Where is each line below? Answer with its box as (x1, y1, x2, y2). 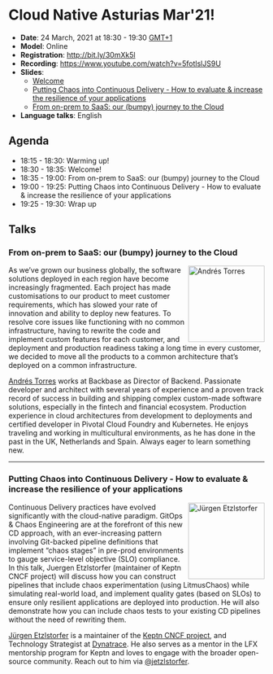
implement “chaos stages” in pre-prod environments (8, 545, 184, 555)
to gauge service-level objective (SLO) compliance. (8, 554, 180, 563)
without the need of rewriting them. (8, 615, 127, 624)
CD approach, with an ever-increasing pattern (8, 527, 162, 538)
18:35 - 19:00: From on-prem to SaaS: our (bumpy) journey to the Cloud (19, 173, 260, 182)
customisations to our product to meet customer (8, 291, 171, 301)
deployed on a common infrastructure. (8, 361, 137, 370)
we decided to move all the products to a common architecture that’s (8, 352, 239, 361)
